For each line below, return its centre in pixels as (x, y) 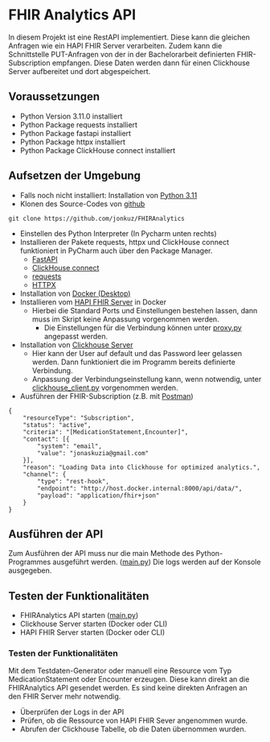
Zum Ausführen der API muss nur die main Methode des (101, 553)
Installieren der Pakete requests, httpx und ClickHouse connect (124, 242)
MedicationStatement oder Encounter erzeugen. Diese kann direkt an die (129, 679)
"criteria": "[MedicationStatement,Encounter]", (106, 432)
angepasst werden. (76, 336)
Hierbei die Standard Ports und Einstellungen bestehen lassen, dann (145, 310)
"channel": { (45, 474)
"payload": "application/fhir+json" (98, 495)
